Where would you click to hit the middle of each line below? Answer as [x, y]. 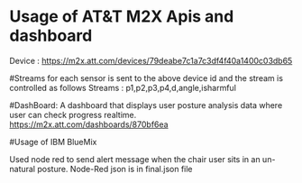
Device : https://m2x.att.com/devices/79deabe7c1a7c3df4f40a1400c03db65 [151, 60]
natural [23, 169]
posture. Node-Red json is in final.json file [115, 169]
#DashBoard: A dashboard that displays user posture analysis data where [146, 105]
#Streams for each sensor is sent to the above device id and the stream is [146, 78]
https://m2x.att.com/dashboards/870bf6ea [89, 124]
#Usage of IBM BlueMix [53, 142]
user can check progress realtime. [73, 114]
